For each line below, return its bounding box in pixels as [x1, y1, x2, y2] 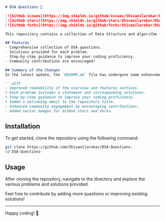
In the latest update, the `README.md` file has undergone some [5, 72, 139, 77]
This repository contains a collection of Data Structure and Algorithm [5, 32, 157, 36]
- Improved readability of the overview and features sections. [5, 86, 139, 91]
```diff [5, 81, 21, 86]
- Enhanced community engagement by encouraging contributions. [5, 104, 139, 109]
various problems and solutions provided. [5, 181, 89, 187]
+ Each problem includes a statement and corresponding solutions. [5, 90, 146, 95]
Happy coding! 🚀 [5, 210, 39, 216]
